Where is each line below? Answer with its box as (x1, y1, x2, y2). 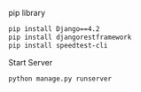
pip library (8, 8, 46, 18)
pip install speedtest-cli (8, 41, 108, 50)
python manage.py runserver (8, 74, 113, 83)
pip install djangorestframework (8, 33, 132, 42)
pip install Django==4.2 (8, 25, 100, 34)
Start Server (8, 57, 53, 67)
